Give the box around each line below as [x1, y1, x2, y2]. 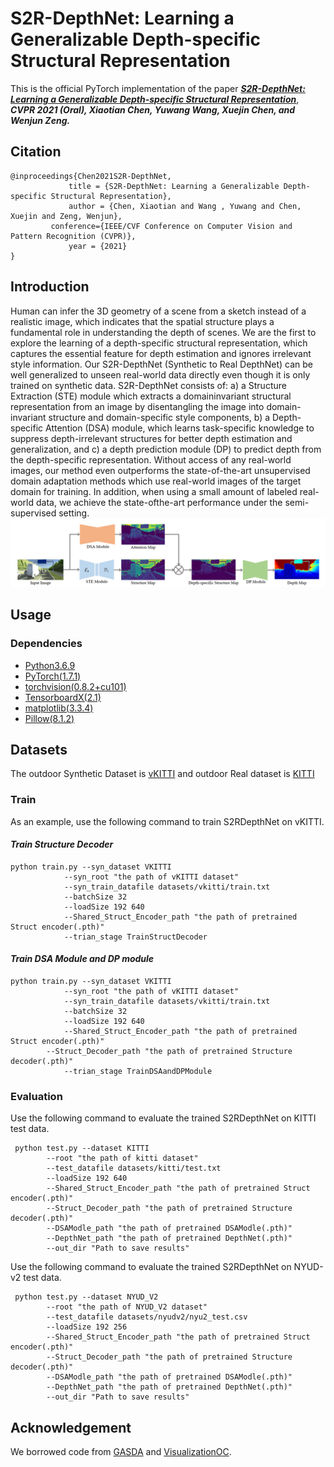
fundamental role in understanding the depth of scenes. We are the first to [10, 326, 317, 338]
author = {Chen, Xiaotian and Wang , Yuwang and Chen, [68, 201, 302, 211]
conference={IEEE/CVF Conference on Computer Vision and [50, 221, 293, 231]
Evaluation [10, 1089, 63, 1103]
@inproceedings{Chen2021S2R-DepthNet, [10, 171, 172, 181]
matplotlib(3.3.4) [24, 702, 94, 714]
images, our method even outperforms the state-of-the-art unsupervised [10, 464, 311, 476]
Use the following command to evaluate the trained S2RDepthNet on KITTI [10, 1112, 317, 1124]
